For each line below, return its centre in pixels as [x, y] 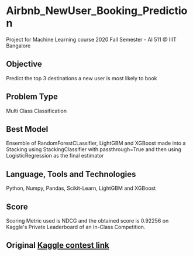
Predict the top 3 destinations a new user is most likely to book [82, 78]
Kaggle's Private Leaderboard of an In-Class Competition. [76, 227]
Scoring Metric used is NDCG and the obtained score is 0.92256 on [87, 221]
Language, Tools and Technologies [71, 174]
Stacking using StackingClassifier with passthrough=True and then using [94, 149]
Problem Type [32, 97]
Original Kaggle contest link [58, 245]
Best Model [27, 129]
